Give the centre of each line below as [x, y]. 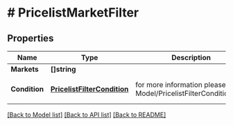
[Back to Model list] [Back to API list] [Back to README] [87, 115]
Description [191, 58]
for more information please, [181, 85]
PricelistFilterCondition [90, 89]
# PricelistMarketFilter [73, 13]
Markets [25, 69]
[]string [63, 69]
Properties [31, 38]
